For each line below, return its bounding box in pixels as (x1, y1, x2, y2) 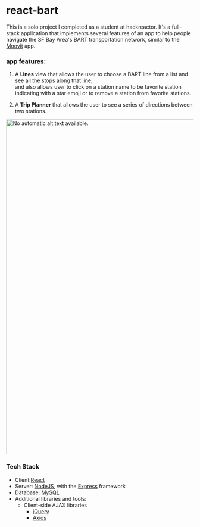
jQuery (32, 507, 49, 515)
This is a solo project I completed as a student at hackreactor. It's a (6, 23, 171, 30)
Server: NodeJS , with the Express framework (14, 482, 126, 489)
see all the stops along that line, (14, 77, 93, 84)
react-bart (6, 4, 58, 17)
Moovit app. (6, 42, 36, 49)
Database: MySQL (14, 489, 60, 496)
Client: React (14, 476, 45, 483)
